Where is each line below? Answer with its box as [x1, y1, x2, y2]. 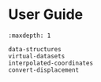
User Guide [8, 6, 84, 24]
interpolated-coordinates [8, 59, 93, 67]
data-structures [8, 45, 62, 53]
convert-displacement [8, 65, 80, 74]
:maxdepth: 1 [8, 32, 51, 39]
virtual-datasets [8, 52, 65, 60]
